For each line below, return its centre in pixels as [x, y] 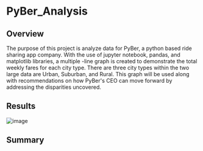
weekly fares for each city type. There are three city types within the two [98, 68]
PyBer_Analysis [47, 11]
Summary [25, 140]
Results [21, 106]
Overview [25, 34]
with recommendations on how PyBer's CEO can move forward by [89, 81]
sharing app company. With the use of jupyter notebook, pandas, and [94, 55]
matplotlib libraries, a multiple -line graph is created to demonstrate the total [102, 61]
